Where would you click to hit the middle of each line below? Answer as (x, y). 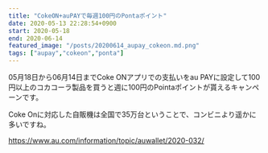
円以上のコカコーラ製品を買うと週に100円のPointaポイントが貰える (120, 87)
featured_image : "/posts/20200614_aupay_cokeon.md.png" (104, 46)
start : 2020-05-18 (39, 31)
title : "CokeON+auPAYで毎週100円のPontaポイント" (88, 16)
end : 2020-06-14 (35, 38)
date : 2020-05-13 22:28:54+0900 (62, 23)
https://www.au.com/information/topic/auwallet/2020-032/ (107, 141)
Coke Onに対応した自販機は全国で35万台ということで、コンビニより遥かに (132, 114)
